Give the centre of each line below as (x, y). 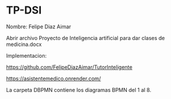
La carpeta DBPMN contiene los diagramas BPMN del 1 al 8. (79, 90)
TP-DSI (24, 10)
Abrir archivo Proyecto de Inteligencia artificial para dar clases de (85, 38)
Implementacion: (27, 55)
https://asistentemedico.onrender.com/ (54, 78)
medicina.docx (24, 44)
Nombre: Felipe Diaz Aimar (39, 27)
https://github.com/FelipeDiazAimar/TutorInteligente (69, 67)
